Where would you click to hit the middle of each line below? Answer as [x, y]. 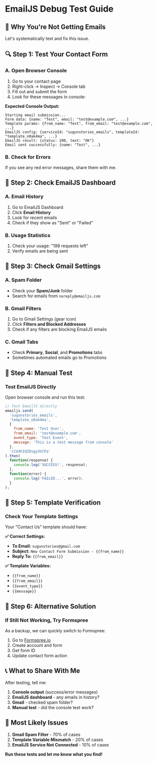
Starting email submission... [36, 115]
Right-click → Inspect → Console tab [49, 86]
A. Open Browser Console [36, 70]
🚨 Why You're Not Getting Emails [55, 27]
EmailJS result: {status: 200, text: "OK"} [50, 140]
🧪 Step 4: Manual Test [39, 373]
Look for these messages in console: [49, 97]
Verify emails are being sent [40, 251]
